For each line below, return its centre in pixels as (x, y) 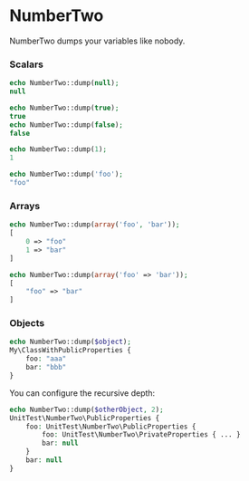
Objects (27, 323)
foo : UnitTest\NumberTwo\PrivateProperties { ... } (142, 435)
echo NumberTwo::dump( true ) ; (64, 108)
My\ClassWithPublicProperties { (70, 351)
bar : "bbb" (46, 368)
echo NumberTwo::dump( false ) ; (67, 125)
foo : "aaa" (46, 359)
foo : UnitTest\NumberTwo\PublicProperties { (111, 427)
